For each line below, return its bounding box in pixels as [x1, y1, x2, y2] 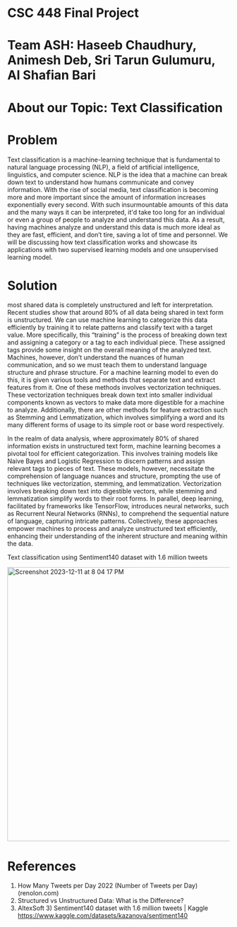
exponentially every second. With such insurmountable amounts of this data [7, 200, 229, 209]
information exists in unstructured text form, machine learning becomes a [7, 442, 221, 450]
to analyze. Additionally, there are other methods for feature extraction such [7, 406, 228, 414]
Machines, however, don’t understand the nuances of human [7, 353, 184, 361]
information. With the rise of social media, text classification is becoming [7, 185, 219, 193]
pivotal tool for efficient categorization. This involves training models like [7, 450, 219, 458]
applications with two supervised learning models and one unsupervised [7, 245, 219, 253]
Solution [7, 277, 58, 294]
